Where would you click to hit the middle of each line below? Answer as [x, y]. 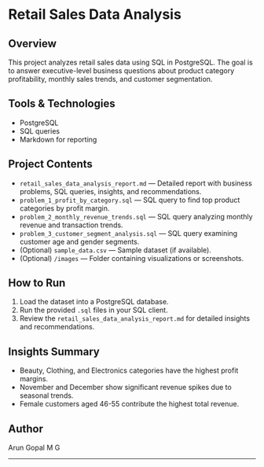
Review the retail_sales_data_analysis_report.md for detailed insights [134, 318]
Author [26, 429]
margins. [34, 379]
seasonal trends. [46, 395]
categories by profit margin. [64, 208]
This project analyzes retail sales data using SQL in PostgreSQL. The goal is [130, 62]
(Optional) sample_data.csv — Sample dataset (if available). [115, 250]
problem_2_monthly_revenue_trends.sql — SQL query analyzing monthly [136, 216]
